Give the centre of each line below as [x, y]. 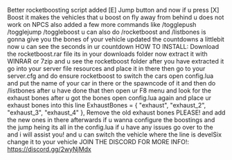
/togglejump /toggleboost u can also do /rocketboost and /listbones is [107, 32]
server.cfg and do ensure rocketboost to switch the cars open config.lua [110, 76]
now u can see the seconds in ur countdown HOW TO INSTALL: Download [113, 47]
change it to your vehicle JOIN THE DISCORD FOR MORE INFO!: [98, 142]
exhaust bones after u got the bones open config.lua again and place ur [109, 98]
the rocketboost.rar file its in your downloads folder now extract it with [107, 54]
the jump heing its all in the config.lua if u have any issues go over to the [110, 127]
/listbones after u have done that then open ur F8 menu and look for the [109, 90]
